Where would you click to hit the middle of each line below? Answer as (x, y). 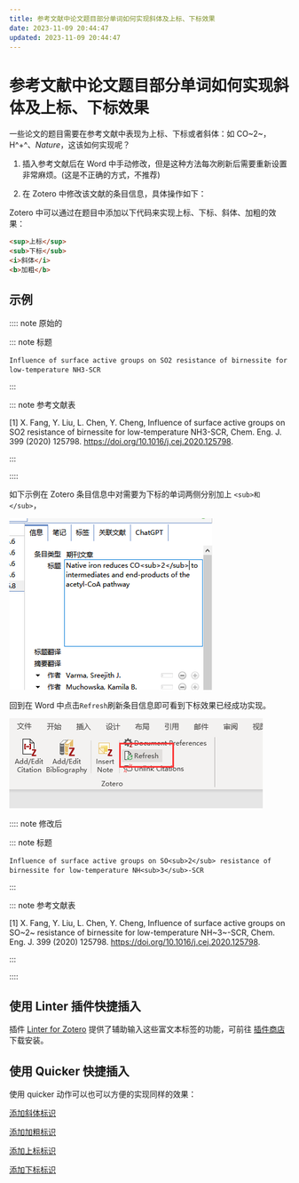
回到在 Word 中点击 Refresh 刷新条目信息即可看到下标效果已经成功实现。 (140, 705)
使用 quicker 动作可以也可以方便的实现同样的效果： (103, 1094)
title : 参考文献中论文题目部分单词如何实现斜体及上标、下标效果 (112, 19)
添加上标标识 (32, 1151)
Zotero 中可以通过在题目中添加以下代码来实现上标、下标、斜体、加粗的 (139, 212)
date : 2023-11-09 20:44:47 (59, 28)
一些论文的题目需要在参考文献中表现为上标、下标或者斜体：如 (122, 134)
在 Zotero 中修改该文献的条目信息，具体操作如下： (114, 194)
